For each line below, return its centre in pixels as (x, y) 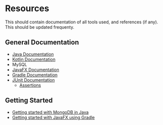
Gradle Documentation (35, 75)
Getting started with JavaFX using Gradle (53, 117)
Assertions (30, 85)
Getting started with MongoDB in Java (50, 112)
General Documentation (42, 43)
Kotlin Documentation (34, 59)
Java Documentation (33, 54)
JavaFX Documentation (36, 70)
